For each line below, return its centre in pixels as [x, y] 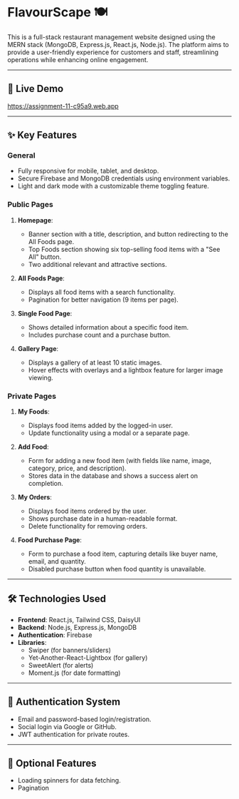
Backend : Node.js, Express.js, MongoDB [77, 627]
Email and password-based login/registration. [84, 719]
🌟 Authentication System [64, 702]
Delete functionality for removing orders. [88, 526]
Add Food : [33, 447]
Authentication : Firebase [55, 635]
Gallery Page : [38, 348]
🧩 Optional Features [52, 764]
